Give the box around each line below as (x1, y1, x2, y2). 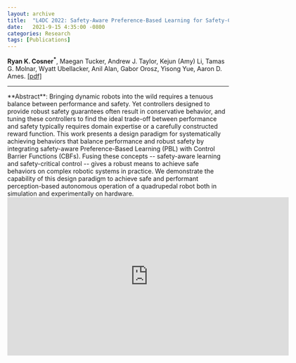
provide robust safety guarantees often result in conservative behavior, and (7, 107, 226, 115)
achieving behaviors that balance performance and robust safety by (7, 136, 205, 145)
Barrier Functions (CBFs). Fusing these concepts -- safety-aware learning (7, 152, 221, 160)
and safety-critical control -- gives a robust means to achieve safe (7, 159, 199, 167)
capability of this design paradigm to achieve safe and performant (7, 174, 199, 183)
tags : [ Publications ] (7, 37, 71, 44)
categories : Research (7, 30, 71, 37)
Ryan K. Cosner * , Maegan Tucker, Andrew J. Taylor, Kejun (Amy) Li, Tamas (7, 56, 225, 65)
